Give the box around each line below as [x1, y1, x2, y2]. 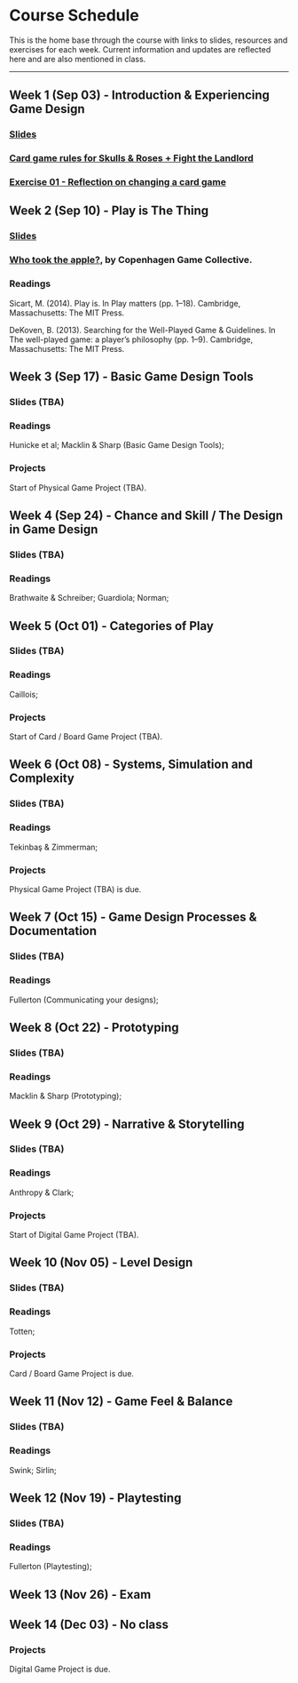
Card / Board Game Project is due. [9, 1368, 135, 1378]
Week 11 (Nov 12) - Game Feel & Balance [9, 1394, 233, 1409]
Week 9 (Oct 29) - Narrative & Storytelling [9, 1116, 246, 1131]
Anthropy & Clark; [9, 1187, 74, 1198]
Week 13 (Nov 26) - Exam [9, 1587, 152, 1602]
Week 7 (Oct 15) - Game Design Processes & [9, 910, 257, 925]
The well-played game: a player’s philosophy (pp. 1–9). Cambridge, [9, 334, 254, 345]
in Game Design [9, 522, 98, 537]
